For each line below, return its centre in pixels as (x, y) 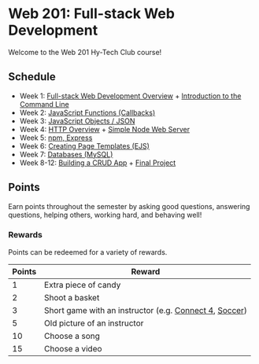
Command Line (44, 104)
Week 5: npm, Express (56, 138)
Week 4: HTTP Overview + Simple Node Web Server (105, 129)
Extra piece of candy (83, 285)
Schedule (32, 77)
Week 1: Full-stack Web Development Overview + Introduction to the (130, 96)
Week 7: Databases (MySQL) (66, 154)
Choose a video (73, 348)
